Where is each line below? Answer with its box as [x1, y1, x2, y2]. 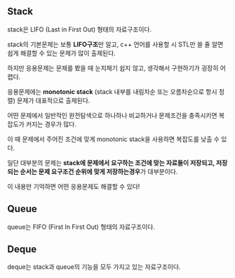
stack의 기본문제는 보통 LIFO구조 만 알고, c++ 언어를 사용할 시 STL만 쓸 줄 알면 [7, 40, 224, 48]
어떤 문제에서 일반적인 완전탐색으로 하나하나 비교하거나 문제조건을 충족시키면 [7, 111, 217, 119]
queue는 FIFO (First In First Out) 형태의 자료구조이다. [7, 223, 156, 231]
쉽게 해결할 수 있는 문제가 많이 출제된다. [7, 48, 116, 57]
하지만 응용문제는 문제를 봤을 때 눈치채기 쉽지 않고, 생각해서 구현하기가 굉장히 [7, 63, 219, 72]
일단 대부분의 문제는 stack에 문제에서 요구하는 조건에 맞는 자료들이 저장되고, [7, 158, 215, 167]
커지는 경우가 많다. [25, 119, 77, 128]
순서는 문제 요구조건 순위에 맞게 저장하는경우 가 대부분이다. [20, 167, 178, 176]
